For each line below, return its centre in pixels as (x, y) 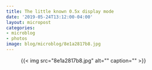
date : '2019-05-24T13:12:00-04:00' (50, 17)
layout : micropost (28, 22)
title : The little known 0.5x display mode (60, 11)
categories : (21, 28)
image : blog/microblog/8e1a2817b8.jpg (53, 44)
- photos (17, 38)
